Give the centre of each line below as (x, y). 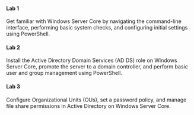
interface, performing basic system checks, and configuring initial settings (97, 28)
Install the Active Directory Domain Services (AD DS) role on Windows (92, 60)
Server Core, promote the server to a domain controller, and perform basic (97, 67)
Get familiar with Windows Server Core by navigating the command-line (94, 21)
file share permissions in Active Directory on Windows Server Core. (88, 106)
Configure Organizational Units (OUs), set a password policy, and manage (96, 100)
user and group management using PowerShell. (64, 73)
